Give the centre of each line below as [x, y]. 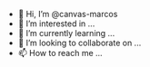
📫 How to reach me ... [60, 53]
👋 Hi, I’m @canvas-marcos [68, 14]
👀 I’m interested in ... [56, 24]
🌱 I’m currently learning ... [66, 33]
